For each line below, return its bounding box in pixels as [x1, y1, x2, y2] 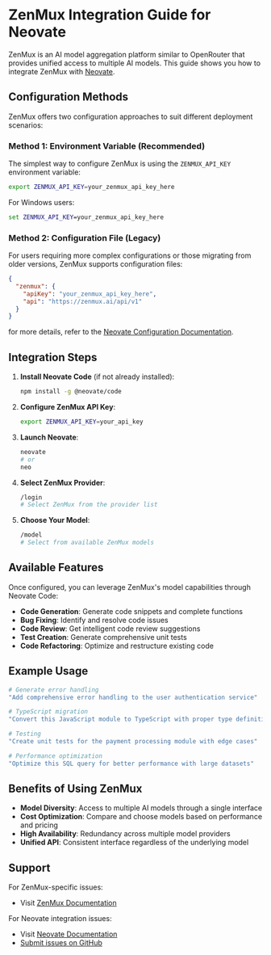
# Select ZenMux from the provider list [19, 501, 158, 509]
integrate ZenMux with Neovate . [8, 66, 115, 76]
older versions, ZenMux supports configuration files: [8, 259, 183, 269]
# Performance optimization [8, 751, 103, 760]
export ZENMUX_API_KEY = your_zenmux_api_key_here [8, 183, 175, 191]
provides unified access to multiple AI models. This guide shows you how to [8, 58, 261, 68]
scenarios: [8, 120, 44, 130]
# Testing [8, 730, 42, 738]
